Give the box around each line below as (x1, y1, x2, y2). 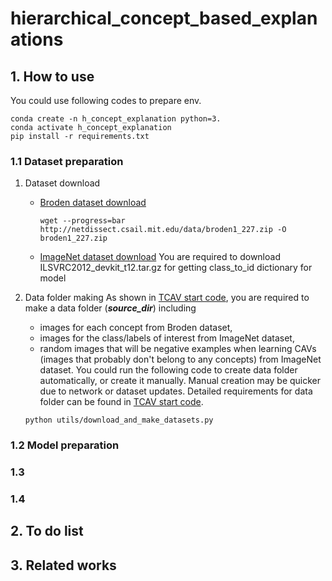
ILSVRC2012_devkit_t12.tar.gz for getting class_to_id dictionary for (39, 262, 313, 274)
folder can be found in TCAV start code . (39, 396, 204, 408)
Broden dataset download (39, 197, 147, 209)
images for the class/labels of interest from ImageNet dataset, (39, 332, 295, 344)
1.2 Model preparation (10, 438, 120, 452)
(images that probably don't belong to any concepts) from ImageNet (39, 353, 322, 366)
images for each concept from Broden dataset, (39, 322, 233, 334)
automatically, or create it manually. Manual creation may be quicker (39, 375, 322, 387)
